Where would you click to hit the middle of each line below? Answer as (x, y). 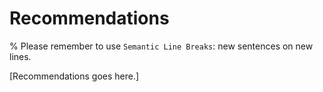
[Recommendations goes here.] (74, 76)
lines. (20, 56)
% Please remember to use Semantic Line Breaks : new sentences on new (161, 46)
